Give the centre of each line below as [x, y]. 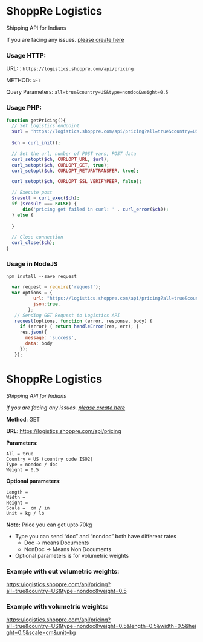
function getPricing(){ [36, 120]
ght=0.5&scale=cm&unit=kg [41, 633]
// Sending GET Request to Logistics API [67, 315]
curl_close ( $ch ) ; [34, 243]
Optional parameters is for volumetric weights [72, 555]
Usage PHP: [24, 108]
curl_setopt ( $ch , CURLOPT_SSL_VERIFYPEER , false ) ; [77, 182]
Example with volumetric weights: [57, 606]
